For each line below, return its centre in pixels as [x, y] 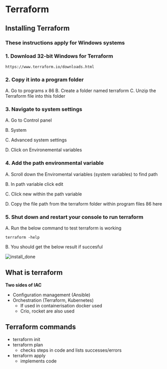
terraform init [26, 339]
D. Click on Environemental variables [44, 150]
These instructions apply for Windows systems [65, 43]
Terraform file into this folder [35, 96]
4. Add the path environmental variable [54, 163]
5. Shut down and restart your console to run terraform [74, 217]
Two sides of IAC [23, 285]
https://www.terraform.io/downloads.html [50, 67]
